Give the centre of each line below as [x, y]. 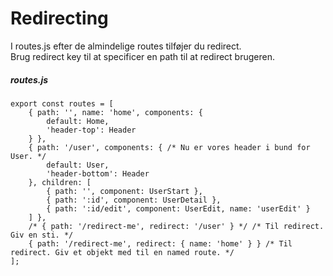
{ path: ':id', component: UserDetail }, [134, 200]
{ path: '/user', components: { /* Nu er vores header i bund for [169, 147]
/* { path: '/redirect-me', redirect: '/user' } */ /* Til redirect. [176, 226]
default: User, [78, 165]
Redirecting [59, 18]
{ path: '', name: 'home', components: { [115, 112]
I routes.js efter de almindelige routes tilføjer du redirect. [126, 46]
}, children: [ [60, 182]
